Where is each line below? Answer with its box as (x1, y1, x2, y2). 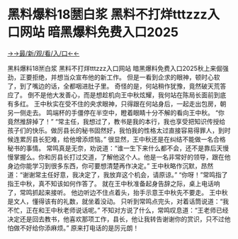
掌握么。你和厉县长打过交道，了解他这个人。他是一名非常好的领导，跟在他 (13, 152, 231, 161)
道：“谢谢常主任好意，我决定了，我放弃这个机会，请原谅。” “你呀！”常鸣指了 (7, 170, 228, 179)
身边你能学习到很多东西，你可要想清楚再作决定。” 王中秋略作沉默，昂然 (7, 161, 214, 170)
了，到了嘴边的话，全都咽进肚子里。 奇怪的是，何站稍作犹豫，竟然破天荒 (7, 82, 220, 90)
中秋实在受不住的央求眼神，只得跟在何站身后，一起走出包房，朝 (40, 99, 227, 108)
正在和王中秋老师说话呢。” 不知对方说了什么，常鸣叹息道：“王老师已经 (25, 206, 229, 214)
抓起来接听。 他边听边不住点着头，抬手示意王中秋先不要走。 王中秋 (31, 188, 228, 196)
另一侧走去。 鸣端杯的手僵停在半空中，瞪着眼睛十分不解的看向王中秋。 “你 (7, 108, 225, 117)
